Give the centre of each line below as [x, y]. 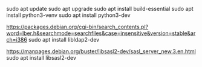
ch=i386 [17, 40]
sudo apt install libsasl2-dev [41, 58]
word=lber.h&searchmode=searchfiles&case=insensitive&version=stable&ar [101, 33]
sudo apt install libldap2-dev [64, 40]
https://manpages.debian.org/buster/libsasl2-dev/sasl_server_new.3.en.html [101, 51]
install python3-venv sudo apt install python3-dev [69, 15]
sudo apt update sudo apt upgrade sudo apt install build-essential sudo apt [100, 9]
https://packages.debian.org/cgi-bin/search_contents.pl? [77, 27]
